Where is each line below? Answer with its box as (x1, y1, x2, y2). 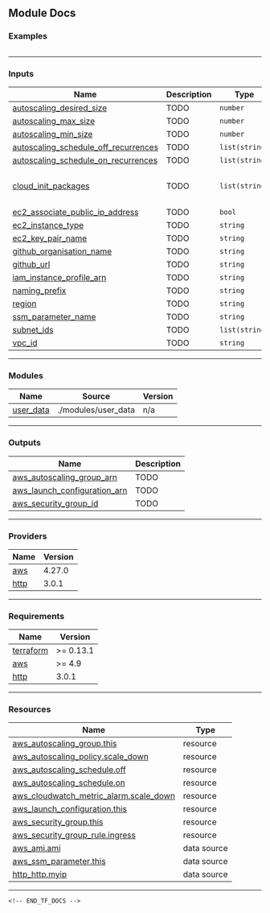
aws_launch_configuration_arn (12, 485, 128, 496)
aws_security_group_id (12, 498, 99, 509)
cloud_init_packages (12, 180, 90, 192)
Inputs (8, 68, 35, 79)
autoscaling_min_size (12, 128, 93, 139)
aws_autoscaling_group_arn (12, 471, 118, 482)
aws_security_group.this (12, 816, 104, 828)
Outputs (8, 437, 42, 448)
